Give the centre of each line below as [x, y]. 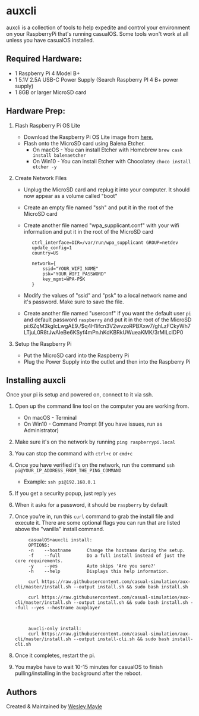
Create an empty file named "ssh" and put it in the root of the [98, 207]
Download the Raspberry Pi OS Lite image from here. [88, 137]
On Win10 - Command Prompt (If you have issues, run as [93, 424]
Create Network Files [41, 178]
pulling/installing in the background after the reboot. [78, 673]
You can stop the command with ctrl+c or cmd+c [74, 454]
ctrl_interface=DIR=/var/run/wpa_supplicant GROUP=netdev [105, 243]
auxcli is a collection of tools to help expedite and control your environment [98, 27]
